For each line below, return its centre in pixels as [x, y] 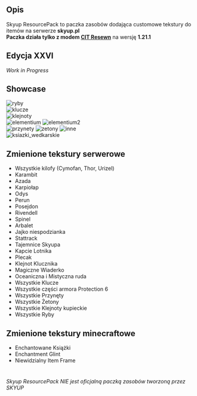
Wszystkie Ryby [35, 315]
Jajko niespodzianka [40, 232]
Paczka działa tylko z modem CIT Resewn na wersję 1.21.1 [79, 37]
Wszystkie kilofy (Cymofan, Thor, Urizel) [64, 168]
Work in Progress [27, 70]
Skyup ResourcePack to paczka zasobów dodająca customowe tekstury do [99, 24]
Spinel [23, 219]
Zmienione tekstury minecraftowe [71, 333]
